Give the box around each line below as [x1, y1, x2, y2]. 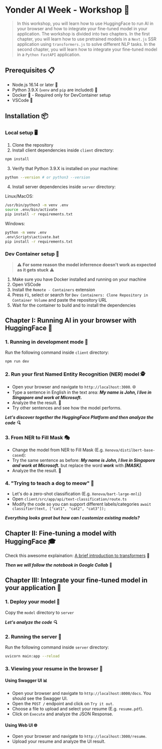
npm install [5, 157, 29, 162]
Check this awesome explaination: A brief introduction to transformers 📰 [5, 553, 150, 558]
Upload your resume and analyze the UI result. [12, 738, 106, 745]
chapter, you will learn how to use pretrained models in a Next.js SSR [17, 36, 157, 42]
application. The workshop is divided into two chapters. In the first [17, 31, 150, 37]
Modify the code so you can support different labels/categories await [12, 501, 152, 507]
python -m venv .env [5, 230, 47, 235]
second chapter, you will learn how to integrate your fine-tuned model [17, 46, 157, 52]
